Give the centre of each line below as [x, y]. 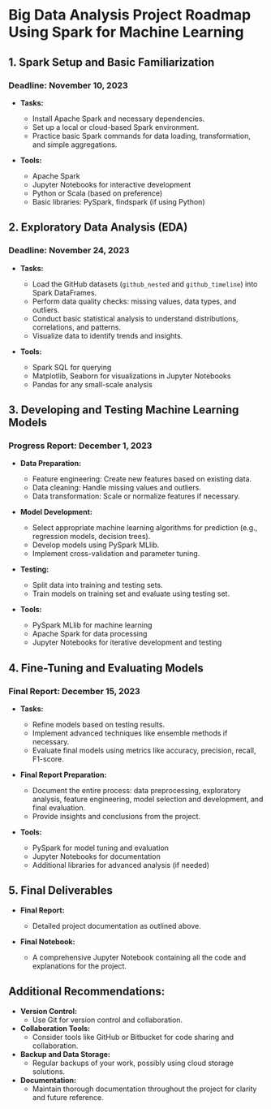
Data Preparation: [51, 464]
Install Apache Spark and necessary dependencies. [118, 119]
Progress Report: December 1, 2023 [80, 446]
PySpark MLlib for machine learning [92, 625]
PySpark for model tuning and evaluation [100, 848]
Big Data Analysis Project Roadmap [130, 15]
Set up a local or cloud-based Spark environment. [116, 127]
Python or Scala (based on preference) [97, 193]
